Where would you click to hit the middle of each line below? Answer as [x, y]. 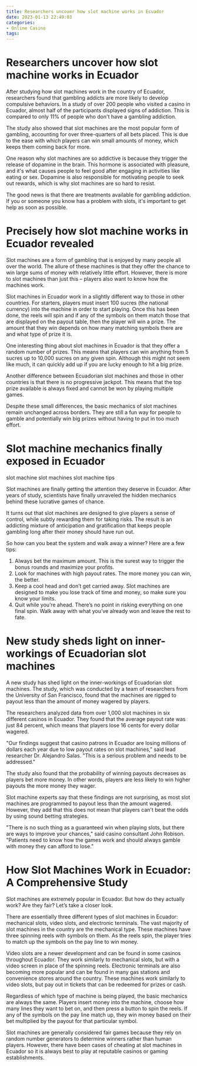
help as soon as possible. [37, 208]
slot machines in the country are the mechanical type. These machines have [98, 929]
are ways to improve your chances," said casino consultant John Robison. [96, 834]
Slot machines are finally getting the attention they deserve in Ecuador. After [98, 489]
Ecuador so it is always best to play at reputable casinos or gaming [87, 1051]
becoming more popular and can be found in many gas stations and [88, 972]
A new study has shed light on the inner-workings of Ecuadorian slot [89, 683]
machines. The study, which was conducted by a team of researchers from [97, 688]
